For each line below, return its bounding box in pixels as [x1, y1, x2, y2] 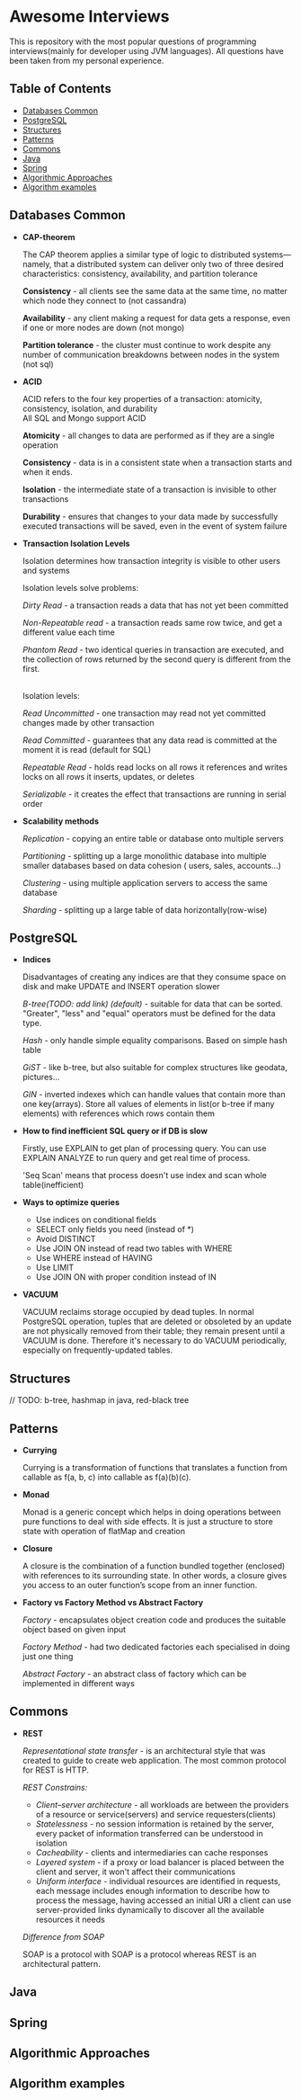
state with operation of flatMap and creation [22, 1526, 186, 1536]
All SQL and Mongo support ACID [22, 412, 146, 424]
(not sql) [22, 358, 54, 370]
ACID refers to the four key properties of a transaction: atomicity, [22, 393, 262, 404]
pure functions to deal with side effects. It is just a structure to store [22, 1516, 274, 1526]
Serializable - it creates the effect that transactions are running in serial [22, 789, 287, 800]
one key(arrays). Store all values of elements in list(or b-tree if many [22, 1099, 275, 1110]
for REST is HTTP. [22, 1765, 90, 1775]
